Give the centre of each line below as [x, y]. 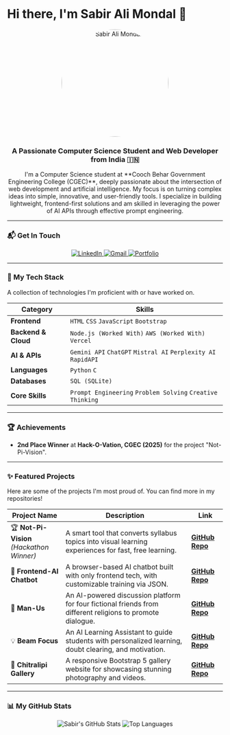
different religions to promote [112, 613]
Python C [84, 370]
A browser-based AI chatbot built [119, 567]
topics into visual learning [107, 541]
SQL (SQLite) [91, 381]
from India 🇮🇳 [115, 159]
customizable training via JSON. [117, 585]
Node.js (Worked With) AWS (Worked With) [138, 333]
